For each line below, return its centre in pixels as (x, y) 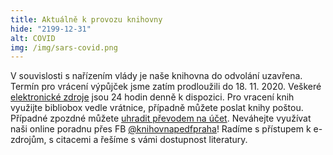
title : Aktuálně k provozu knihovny (86, 19)
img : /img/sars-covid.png (64, 47)
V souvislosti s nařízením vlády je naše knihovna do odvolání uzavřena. (156, 76)
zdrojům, (28, 140)
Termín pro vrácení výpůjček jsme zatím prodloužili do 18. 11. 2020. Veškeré (166, 87)
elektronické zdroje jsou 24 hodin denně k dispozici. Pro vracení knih (152, 97)
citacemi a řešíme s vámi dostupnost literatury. (151, 140)
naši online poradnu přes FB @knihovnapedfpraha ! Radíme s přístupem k (161, 129)
